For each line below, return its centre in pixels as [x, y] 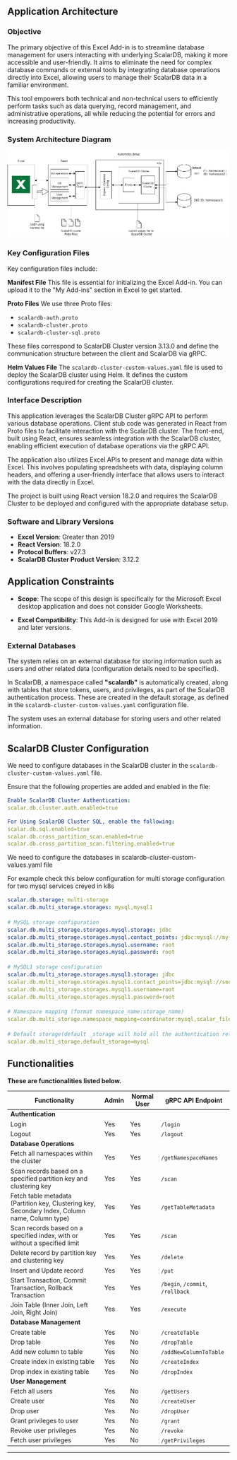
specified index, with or [44, 1236]
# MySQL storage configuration [53, 922]
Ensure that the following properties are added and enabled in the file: [109, 787]
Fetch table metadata [41, 1196]
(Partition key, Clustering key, [53, 1203]
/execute [174, 1309]
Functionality [54, 1100]
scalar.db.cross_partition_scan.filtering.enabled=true [91, 844]
